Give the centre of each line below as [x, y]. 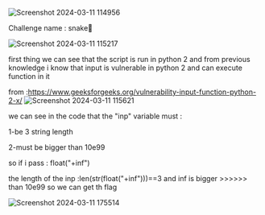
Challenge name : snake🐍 [50, 28]
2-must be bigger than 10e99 [57, 147]
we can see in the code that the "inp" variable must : [95, 116]
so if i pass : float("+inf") [49, 163]
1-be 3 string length [41, 132]
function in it [29, 76]
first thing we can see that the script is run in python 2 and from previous [130, 59]
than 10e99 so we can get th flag [63, 187]
